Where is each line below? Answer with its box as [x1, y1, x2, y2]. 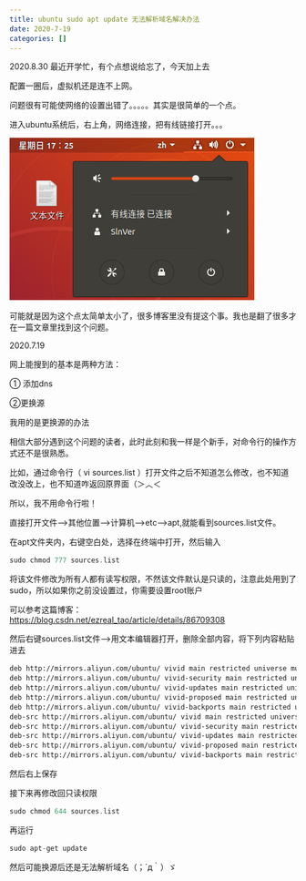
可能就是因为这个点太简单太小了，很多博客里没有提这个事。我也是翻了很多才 [9, 311, 297, 322]
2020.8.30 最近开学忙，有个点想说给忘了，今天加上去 [9, 61, 210, 72]
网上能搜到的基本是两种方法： [9, 359, 121, 370]
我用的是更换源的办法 [9, 417, 89, 428]
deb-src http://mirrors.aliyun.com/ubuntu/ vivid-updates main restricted [9, 732, 300, 741]
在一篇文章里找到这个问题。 [9, 322, 114, 333]
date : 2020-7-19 [9, 24, 71, 34]
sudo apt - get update [9, 844, 88, 853]
